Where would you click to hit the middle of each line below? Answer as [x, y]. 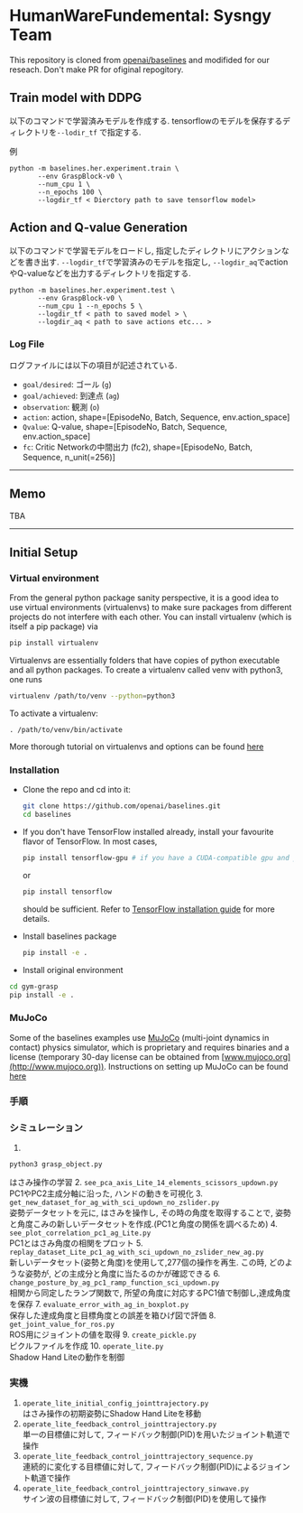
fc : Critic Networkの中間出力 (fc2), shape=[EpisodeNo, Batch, [137, 447]
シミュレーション [46, 1128]
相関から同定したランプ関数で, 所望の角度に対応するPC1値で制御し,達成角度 [150, 1293]
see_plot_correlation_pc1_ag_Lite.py [80, 1233]
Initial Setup [44, 553]
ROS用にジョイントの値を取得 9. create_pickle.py [103, 1335]
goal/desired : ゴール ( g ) [67, 384]
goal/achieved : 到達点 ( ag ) [71, 395]
